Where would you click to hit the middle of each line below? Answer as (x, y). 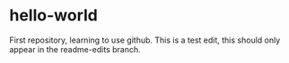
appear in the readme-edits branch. (75, 49)
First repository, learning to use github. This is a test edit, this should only (145, 40)
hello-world (54, 16)
